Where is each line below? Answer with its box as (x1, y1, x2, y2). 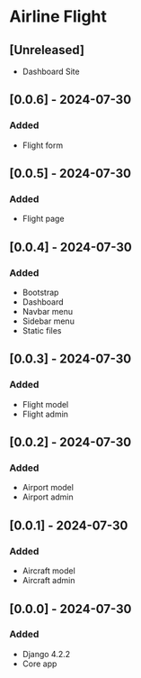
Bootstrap (22, 287, 59, 298)
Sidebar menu (22, 316, 75, 326)
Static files (22, 325, 62, 336)
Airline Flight (9, 6, 108, 27)
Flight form (22, 140, 64, 151)
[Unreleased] (9, 42, 85, 58)
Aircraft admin (22, 575, 75, 586)
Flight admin (22, 408, 69, 419)
